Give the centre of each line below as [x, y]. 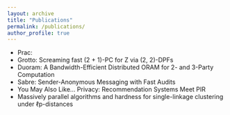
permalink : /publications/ [46, 26]
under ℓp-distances [45, 104]
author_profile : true [39, 33]
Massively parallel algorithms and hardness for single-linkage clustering [120, 97]
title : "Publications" [40, 20]
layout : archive [31, 14]
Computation [36, 75]
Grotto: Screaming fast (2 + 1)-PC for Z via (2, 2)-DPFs [95, 60]
